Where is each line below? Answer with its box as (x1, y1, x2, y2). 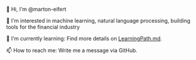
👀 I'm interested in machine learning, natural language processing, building (6, 17, 191, 24)
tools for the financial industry (6, 24, 80, 30)
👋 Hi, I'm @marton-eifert (6, 6, 67, 12)
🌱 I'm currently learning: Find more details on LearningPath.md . (6, 35, 163, 42)
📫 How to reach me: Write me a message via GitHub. (6, 47, 137, 53)
